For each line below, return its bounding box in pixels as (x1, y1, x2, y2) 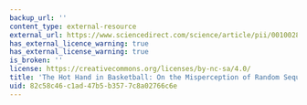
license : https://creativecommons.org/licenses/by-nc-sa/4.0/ (9, 65, 251, 74)
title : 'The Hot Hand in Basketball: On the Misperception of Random (9, 73, 281, 82)
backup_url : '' (9, 13, 68, 23)
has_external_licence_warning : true (9, 38, 149, 48)
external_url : (9, 30, 64, 39)
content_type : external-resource (9, 22, 137, 31)
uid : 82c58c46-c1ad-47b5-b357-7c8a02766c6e (9, 81, 178, 90)
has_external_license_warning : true (9, 47, 149, 57)
